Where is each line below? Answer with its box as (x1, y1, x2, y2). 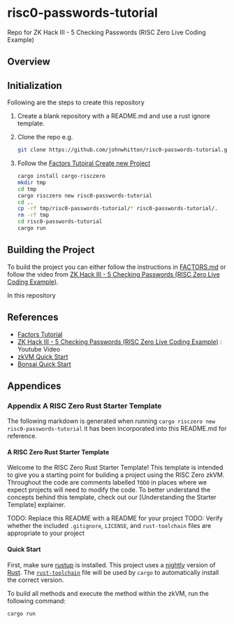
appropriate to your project (7, 529, 85, 537)
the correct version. (7, 576, 64, 584)
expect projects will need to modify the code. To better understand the (7, 485, 211, 494)
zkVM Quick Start (17, 352, 68, 361)
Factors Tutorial (17, 330, 63, 338)
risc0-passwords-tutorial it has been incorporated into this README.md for (7, 424, 227, 433)
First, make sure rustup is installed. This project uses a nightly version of (7, 560, 216, 569)
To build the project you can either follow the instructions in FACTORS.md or (7, 263, 227, 271)
